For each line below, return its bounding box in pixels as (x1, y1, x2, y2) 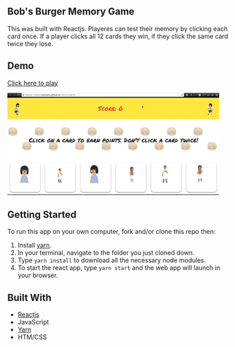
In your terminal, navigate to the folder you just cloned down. (17, 249, 195, 257)
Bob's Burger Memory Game (7, 6, 135, 18)
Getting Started (7, 208, 77, 221)
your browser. (17, 271, 59, 280)
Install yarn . (17, 241, 52, 249)
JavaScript (17, 318, 49, 327)
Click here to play (7, 78, 59, 87)
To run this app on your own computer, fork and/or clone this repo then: (7, 228, 216, 236)
